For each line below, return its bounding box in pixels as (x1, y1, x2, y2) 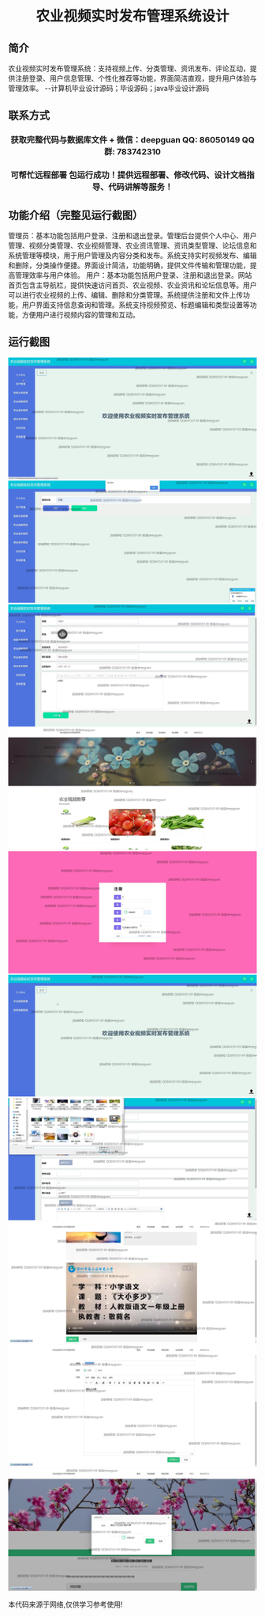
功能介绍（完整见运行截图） (8, 208, 144, 222)
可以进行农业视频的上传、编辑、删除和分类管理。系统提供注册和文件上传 (8, 290, 243, 300)
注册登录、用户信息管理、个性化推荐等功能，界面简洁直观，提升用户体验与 (14, 74, 257, 83)
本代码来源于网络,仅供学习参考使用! (8, 1600, 124, 1609)
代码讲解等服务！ (107, 181, 174, 192)
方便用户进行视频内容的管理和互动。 (21, 310, 140, 320)
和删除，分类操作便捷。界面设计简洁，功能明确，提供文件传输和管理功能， (8, 260, 250, 270)
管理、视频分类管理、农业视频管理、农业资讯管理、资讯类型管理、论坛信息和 (8, 241, 257, 250)
